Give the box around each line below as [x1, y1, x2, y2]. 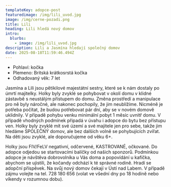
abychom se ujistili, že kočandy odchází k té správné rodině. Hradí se [5, 159, 152, 166]
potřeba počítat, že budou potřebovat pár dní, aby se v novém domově [5, 106, 155, 113]
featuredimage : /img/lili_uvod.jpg [5, 12, 81, 17]
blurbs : [10, 36, 27, 41]
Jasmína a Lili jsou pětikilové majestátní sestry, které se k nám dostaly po [5, 85, 160, 91]
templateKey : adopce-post [5, 7, 60, 13]
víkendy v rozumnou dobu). [5, 176, 63, 182]
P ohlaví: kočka [12, 64, 44, 70]
